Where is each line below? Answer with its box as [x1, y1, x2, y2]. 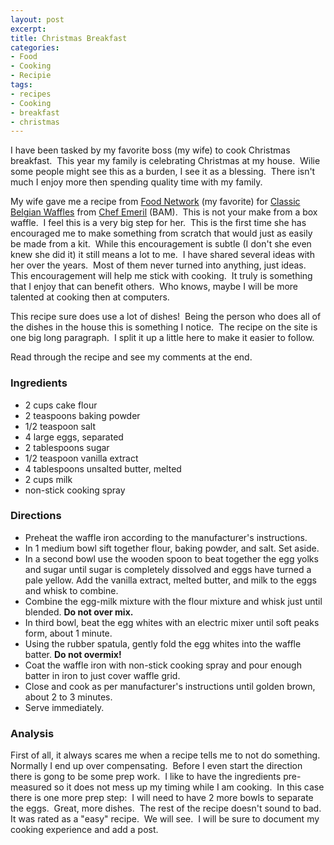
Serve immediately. [24, 701, 105, 713]
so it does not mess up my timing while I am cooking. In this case [53, 781, 325, 793]
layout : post [10, 14, 65, 25]
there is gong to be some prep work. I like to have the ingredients [10, 771, 282, 783]
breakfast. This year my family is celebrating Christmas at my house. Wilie [10, 155, 321, 167]
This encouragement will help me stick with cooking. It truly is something [10, 270, 313, 282]
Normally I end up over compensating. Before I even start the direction [10, 760, 303, 772]
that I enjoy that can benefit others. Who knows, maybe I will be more [10, 281, 299, 293]
